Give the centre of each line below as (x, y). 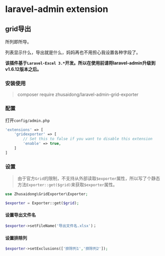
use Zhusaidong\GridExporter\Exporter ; (47, 194)
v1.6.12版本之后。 (23, 69)
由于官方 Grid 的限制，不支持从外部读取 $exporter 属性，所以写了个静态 (89, 179)
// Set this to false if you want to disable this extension (88, 139)
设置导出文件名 (20, 215)
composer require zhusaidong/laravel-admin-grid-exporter (78, 95)
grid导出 (18, 29)
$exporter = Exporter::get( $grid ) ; (42, 203)
